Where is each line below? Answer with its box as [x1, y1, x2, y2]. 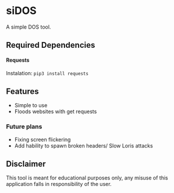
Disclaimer [6, 159, 46, 169]
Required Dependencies [6, 40, 95, 50]
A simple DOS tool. [6, 23, 51, 30]
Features [6, 86, 39, 96]
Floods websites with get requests [14, 108, 97, 115]
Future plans [6, 122, 42, 131]
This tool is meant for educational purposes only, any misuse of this [6, 174, 168, 181]
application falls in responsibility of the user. [6, 181, 112, 188]
